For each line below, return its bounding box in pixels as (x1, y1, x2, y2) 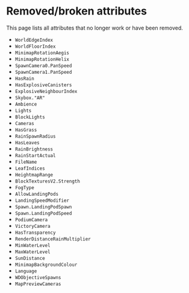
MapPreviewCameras (14, 281, 61, 287)
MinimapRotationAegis (14, 50, 69, 56)
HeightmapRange (14, 172, 54, 178)
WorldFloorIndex (14, 43, 56, 50)
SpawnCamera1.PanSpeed (14, 69, 72, 75)
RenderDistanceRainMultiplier (14, 236, 91, 242)
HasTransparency (14, 230, 56, 236)
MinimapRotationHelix (14, 56, 69, 62)
